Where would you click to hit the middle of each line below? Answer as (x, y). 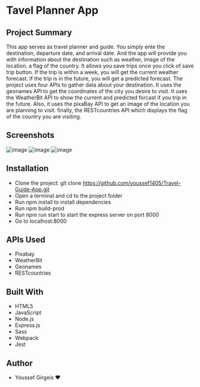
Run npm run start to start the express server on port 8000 (87, 214)
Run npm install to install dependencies (63, 202)
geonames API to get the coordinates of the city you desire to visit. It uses (97, 91)
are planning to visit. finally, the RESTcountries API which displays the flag (97, 110)
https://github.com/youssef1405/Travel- (132, 183)
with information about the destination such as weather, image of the (90, 59)
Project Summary (39, 33)
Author (19, 363)
